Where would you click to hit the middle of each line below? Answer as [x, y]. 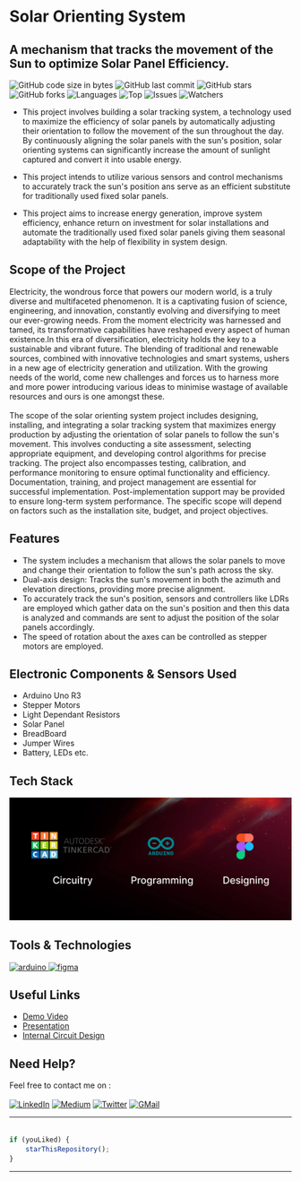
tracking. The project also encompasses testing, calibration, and [128, 462]
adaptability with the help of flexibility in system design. [125, 242]
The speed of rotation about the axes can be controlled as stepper [145, 636]
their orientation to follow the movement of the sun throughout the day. [153, 131]
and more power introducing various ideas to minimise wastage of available [149, 386]
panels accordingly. [59, 627]
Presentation [46, 1026]
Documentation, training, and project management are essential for [133, 482]
